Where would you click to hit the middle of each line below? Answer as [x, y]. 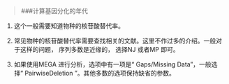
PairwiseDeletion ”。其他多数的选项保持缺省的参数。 [100, 73]
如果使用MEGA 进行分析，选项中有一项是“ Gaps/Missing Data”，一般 [112, 64]
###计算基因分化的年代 [54, 11]
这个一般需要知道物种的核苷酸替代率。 [69, 26]
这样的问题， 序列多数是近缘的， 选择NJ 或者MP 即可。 [99, 49]
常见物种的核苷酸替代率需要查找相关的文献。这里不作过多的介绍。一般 [115, 41]
